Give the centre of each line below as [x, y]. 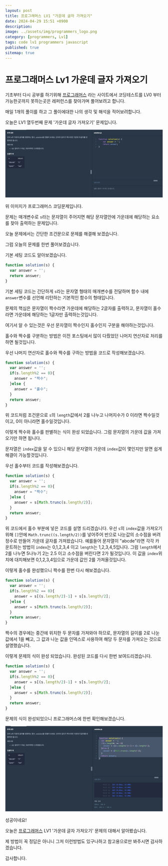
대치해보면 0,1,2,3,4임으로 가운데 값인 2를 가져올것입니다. [70, 560]
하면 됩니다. [30, 438]
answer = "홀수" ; [31, 389]
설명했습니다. [18, 646]
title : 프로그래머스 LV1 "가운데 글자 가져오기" [49, 16]
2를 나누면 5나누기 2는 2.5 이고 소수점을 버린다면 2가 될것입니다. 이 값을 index [82, 553]
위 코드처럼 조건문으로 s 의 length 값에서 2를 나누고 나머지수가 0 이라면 [74, 415]
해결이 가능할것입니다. [27, 455]
